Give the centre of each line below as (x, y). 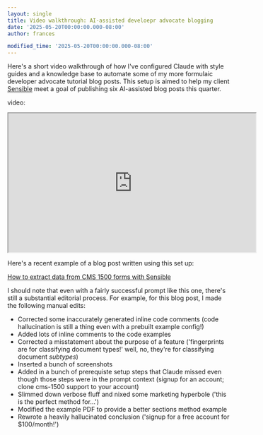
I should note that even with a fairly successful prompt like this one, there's (117, 291)
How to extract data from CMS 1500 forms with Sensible (89, 277)
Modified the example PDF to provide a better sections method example (122, 410)
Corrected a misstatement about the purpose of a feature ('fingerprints (121, 342)
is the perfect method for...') (58, 402)
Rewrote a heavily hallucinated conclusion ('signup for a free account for (123, 417)
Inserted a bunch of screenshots (65, 364)
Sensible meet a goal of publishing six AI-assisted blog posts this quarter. (114, 89)
